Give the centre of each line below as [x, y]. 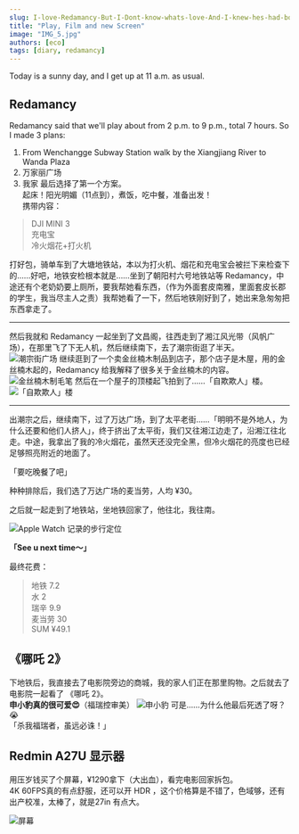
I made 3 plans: [37, 135]
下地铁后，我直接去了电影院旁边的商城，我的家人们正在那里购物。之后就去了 [149, 682]
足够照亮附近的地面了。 [52, 452]
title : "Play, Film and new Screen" [77, 26]
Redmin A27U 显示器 [67, 756]
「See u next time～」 [50, 547]
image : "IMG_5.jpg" [45, 34]
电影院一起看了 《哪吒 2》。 [59, 693]
